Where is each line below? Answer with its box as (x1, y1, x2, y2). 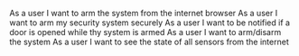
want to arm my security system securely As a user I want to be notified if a (9, 17, 291, 28)
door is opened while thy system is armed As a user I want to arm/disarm (9, 27, 282, 37)
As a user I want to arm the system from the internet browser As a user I (9, 8, 278, 18)
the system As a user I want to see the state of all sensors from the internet (9, 36, 289, 47)
